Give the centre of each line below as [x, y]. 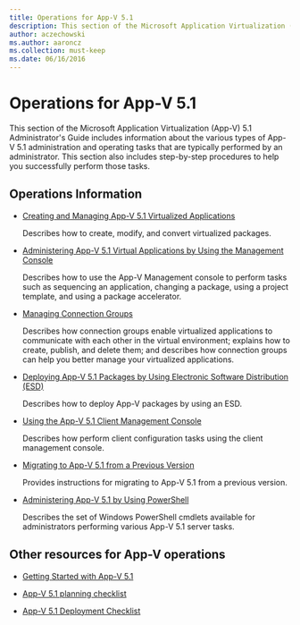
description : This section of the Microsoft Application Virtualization [147, 26]
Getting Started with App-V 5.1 [78, 576]
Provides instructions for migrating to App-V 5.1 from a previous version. [155, 482]
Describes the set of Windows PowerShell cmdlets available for [139, 517]
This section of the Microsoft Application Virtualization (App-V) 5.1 [131, 128]
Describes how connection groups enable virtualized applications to [147, 331]
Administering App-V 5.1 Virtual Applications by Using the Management [153, 250]
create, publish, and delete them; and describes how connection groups [154, 350]
